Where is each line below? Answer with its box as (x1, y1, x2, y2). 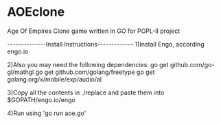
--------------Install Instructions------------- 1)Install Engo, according (7, 40, 205, 48)
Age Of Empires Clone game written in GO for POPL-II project (7, 27, 181, 35)
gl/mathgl (7, 68, 34, 76)
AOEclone (7, 4, 65, 20)
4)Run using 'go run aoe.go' (7, 109, 86, 117)
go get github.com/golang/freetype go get (35, 68, 155, 76)
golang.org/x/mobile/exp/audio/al (7, 75, 102, 83)
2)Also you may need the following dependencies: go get (7, 60, 170, 69)
